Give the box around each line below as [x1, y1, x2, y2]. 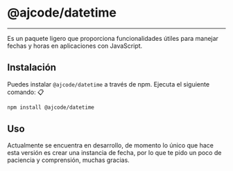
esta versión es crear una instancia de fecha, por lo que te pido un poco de [7, 149, 222, 157]
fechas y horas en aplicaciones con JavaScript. [7, 42, 143, 50]
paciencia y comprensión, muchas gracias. [7, 156, 130, 164]
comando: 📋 [7, 88, 44, 96]
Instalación [7, 62, 57, 73]
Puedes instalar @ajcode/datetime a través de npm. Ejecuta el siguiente [7, 80, 210, 88]
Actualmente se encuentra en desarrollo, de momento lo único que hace [7, 141, 214, 150]
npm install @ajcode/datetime [7, 104, 95, 111]
